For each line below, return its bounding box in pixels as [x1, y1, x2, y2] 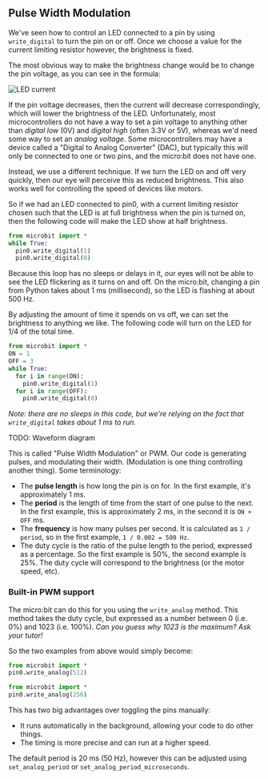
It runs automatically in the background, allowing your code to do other [19, 721, 254, 731]
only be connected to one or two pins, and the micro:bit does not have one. [8, 151, 257, 160]
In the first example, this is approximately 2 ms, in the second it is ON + [19, 507, 252, 517]
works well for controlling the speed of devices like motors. [8, 184, 204, 193]
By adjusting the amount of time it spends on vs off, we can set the [8, 310, 229, 319]
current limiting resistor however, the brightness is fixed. [8, 44, 194, 55]
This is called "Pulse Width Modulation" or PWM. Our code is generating [8, 448, 246, 458]
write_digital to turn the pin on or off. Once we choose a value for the [8, 36, 242, 46]
